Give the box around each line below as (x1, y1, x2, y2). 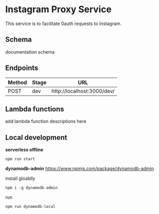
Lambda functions (5, 105, 65, 113)
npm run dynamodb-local (5, 204, 56, 209)
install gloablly (5, 175, 36, 182)
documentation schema (5, 49, 55, 55)
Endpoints (5, 64, 39, 73)
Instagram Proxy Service (5, 4, 112, 15)
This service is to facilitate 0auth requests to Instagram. (5, 20, 122, 27)
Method (8, 79, 27, 86)
